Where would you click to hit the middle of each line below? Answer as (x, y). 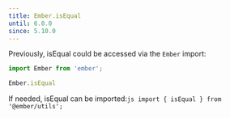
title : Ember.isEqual (45, 16)
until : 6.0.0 (30, 23)
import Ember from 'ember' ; (56, 69)
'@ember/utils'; (36, 107)
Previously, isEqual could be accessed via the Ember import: (107, 54)
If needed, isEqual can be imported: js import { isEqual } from (115, 99)
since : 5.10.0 (32, 31)
